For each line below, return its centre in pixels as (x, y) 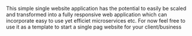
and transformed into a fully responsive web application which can (87, 15)
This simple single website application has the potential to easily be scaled (96, 8)
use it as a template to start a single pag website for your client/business (94, 27)
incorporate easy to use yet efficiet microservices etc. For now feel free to (96, 21)
